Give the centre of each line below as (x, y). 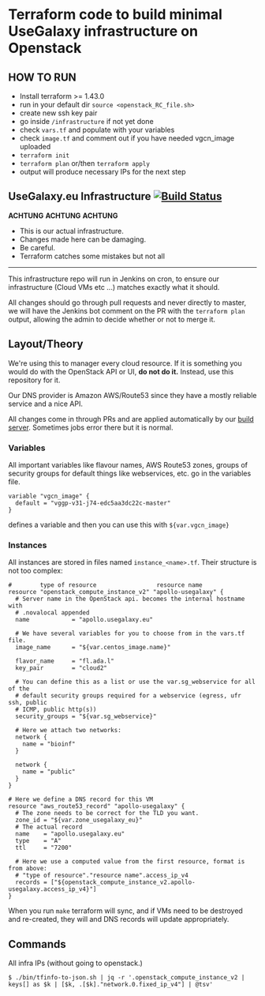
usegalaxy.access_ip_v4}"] (52, 889)
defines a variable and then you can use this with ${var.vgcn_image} (119, 524)
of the (19, 689)
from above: (28, 869)
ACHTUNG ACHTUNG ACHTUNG (63, 216)
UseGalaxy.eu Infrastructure (80, 196)
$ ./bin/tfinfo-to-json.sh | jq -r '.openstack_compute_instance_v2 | (127, 978)
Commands (37, 944)
